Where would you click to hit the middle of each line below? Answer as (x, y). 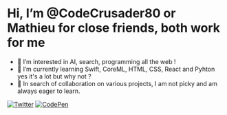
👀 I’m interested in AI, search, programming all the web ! (96, 61)
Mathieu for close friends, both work (114, 28)
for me (26, 43)
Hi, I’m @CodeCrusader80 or (91, 13)
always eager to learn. (48, 91)
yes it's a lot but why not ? (54, 76)
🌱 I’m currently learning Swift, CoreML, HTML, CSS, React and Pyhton (116, 69)
